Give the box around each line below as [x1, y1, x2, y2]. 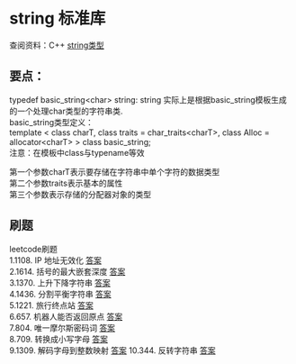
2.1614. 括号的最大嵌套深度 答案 [9, 266, 126, 277]
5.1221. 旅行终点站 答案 [9, 299, 94, 311]
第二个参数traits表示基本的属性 [9, 177, 123, 188]
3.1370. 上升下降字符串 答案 [9, 277, 111, 288]
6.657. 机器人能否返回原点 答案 [9, 311, 123, 322]
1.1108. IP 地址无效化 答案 [9, 254, 102, 266]
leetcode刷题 [9, 243, 58, 254]
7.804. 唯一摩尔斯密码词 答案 [9, 322, 115, 333]
